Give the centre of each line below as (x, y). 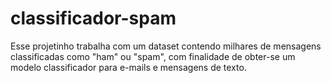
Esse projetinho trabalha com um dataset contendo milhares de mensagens (166, 46)
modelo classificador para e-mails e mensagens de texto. (128, 67)
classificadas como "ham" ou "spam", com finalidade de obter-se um (153, 56)
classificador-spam (93, 18)
